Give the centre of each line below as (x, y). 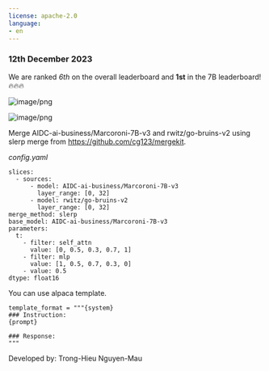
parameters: (28, 228)
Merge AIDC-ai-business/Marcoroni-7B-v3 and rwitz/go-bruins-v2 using (129, 133)
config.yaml (28, 157)
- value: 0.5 (45, 271)
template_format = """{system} (61, 308)
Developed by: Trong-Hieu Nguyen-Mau (76, 358)
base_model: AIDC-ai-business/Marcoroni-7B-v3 (88, 221)
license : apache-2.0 (43, 16)
